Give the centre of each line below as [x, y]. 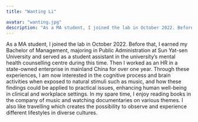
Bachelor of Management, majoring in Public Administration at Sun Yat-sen [97, 50]
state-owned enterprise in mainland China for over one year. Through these [98, 69]
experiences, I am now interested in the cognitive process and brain [88, 75]
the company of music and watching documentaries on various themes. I [95, 100]
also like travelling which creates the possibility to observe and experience [97, 107]
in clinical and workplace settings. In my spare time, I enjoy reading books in [99, 94]
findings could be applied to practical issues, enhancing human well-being [96, 88]
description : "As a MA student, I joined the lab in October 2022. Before [100, 28]
